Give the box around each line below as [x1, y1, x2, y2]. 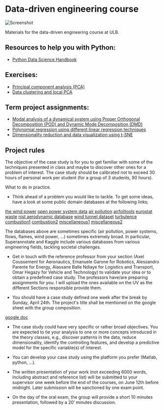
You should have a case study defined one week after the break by [12, 295, 147, 301]
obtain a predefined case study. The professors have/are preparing [12, 274, 148, 280]
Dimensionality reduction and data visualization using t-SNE [12, 132, 133, 138]
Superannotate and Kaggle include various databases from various [5, 239, 140, 245]
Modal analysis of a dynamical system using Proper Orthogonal [12, 116, 141, 122]
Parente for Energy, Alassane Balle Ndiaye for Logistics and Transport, [12, 264, 154, 270]
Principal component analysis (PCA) [12, 83, 85, 89]
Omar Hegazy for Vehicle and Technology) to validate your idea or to [12, 269, 151, 275]
